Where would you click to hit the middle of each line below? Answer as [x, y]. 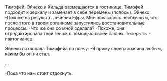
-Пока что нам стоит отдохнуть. [39, 73]
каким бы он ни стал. [28, 54]
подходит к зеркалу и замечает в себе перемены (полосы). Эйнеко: [78, 12]
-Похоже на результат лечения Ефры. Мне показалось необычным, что [81, 18]
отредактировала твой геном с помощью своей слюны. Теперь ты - [78, 34]
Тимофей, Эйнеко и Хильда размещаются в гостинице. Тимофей [74, 7]
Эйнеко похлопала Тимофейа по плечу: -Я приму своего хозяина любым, [83, 48]
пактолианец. [19, 39]
